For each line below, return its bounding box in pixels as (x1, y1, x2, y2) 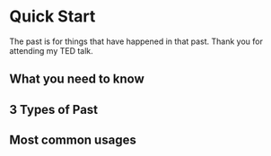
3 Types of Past (9, 101, 99, 117)
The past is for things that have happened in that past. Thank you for (9, 36, 263, 47)
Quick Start (9, 6, 96, 27)
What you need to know (9, 72, 145, 87)
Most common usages (9, 133, 136, 148)
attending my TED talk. (9, 45, 94, 56)
